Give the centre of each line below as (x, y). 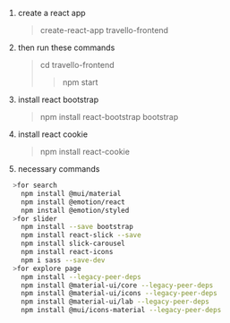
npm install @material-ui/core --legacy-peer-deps (117, 285)
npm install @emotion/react (73, 202)
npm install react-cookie (85, 152)
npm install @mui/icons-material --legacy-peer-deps (121, 310)
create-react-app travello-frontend (104, 30)
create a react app (52, 13)
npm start (80, 82)
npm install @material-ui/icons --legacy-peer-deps (119, 293)
